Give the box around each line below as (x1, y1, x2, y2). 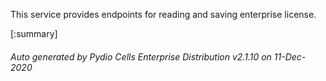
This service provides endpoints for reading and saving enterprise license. (10, 9, 317, 20)
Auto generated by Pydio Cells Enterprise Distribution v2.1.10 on (10, 50, 272, 63)
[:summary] (10, 28, 58, 39)
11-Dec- (273, 50, 307, 63)
